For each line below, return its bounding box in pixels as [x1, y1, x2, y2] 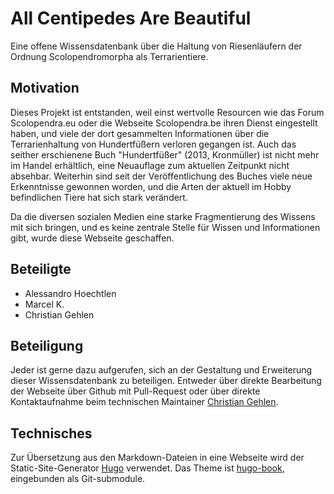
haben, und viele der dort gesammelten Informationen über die [10, 127, 270, 139]
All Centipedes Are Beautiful [10, 7, 252, 30]
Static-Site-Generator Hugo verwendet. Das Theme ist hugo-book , [10, 462, 285, 474]
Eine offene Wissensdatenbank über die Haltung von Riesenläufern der [10, 40, 303, 52]
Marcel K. [24, 298, 65, 310]
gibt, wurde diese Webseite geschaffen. [10, 232, 175, 244]
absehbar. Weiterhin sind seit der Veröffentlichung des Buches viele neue [10, 170, 313, 182]
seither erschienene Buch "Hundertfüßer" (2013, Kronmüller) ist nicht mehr [10, 148, 320, 161]
